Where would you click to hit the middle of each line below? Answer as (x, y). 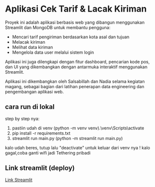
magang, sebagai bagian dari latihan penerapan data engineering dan (75, 86)
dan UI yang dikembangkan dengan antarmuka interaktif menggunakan (76, 67)
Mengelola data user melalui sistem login (53, 52)
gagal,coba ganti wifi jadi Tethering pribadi (48, 153)
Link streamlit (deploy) (40, 168)
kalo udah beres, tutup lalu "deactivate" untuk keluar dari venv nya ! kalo (78, 148)
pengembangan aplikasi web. (34, 92)
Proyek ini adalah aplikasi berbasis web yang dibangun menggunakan (75, 22)
